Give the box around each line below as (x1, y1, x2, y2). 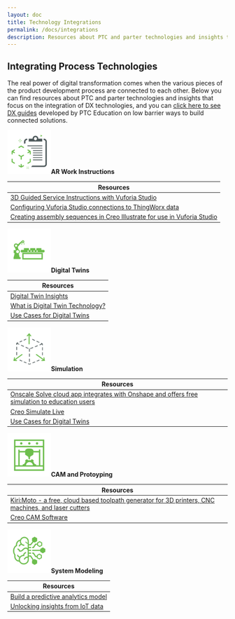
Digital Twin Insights (10, 292, 69, 300)
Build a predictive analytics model (10, 592, 107, 601)
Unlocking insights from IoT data (10, 601, 104, 610)
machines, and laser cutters (10, 503, 90, 512)
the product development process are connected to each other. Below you (7, 86, 222, 95)
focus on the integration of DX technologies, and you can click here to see (7, 102, 221, 110)
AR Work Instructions (51, 168, 115, 176)
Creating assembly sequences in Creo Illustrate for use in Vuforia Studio (10, 212, 218, 221)
